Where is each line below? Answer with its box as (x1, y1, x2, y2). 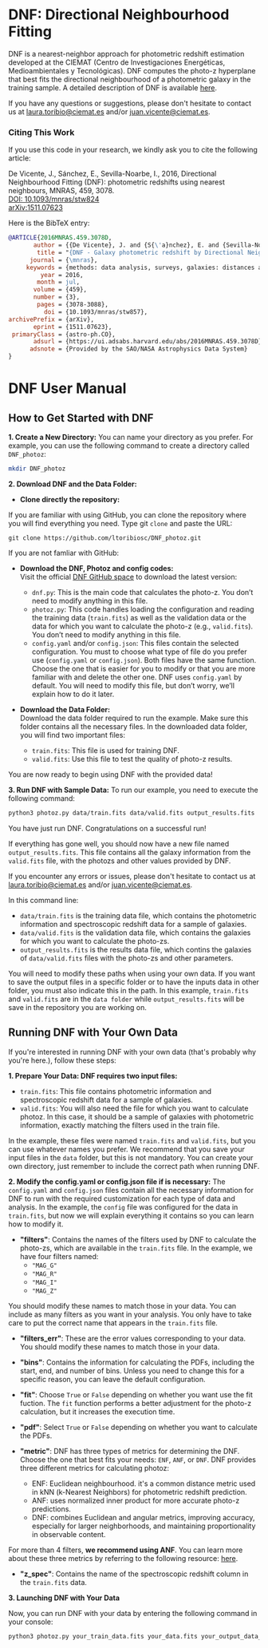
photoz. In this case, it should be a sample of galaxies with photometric (19, 1111, 254, 1121)
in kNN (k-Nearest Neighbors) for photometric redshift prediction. (31, 1487, 247, 1496)
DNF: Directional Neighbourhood (8, 6, 230, 24)
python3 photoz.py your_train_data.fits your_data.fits (8, 1632, 198, 1640)
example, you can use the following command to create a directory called (8, 441, 250, 450)
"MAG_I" (31, 1278, 57, 1286)
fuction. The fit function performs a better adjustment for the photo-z (19, 1398, 252, 1408)
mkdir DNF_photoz (8, 465, 66, 473)
